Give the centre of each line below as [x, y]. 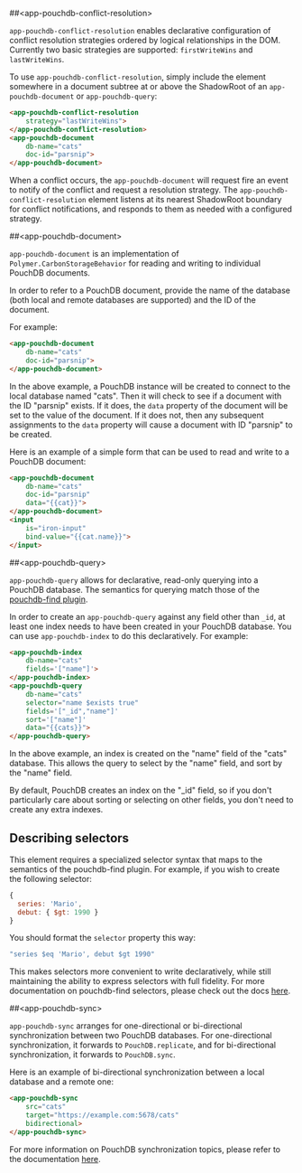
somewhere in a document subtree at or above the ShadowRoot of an [138, 86]
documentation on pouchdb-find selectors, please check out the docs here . [150, 991]
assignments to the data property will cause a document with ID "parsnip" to [151, 425]
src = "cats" [46, 1107]
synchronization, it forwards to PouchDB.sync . [92, 1055]
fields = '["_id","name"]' [72, 711]
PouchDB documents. [50, 273]
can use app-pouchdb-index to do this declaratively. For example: [129, 635]
